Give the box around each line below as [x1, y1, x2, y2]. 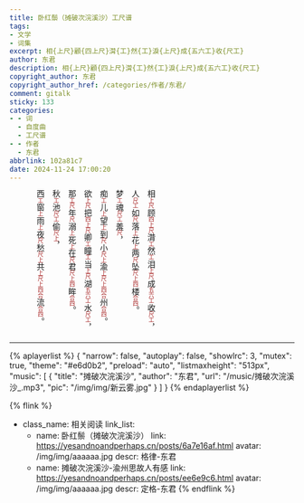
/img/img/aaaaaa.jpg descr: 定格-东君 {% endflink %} [35, 483, 235, 494]
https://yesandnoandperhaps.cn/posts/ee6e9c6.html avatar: [35, 472, 262, 483]
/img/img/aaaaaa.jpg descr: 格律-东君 [35, 451, 176, 461]
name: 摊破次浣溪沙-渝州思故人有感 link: [35, 462, 186, 473]
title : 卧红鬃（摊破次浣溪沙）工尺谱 [9, 13, 133, 23]
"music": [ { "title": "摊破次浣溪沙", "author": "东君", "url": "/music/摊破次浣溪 [9, 370, 295, 381]
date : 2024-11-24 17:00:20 [9, 165, 111, 174]
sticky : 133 [9, 97, 54, 107]
